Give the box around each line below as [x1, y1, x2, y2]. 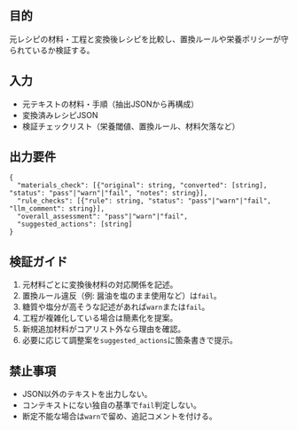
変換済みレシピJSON [21, 109, 99, 120]
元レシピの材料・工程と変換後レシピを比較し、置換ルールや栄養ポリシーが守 [9, 34, 289, 44]
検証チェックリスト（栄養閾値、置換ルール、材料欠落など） [21, 121, 240, 131]
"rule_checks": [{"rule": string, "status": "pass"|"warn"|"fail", [17, 196, 272, 206]
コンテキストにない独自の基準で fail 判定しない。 [21, 400, 202, 410]
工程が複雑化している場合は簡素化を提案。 [21, 313, 178, 323]
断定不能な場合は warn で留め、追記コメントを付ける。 [21, 411, 217, 422]
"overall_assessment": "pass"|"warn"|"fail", [17, 212, 189, 221]
